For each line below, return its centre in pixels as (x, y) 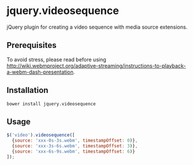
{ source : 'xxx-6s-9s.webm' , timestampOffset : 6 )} (73, 152)
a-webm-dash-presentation (40, 72)
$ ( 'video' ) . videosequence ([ (41, 135)
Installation (27, 90)
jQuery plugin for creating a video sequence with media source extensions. (97, 27)
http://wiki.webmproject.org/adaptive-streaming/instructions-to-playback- (96, 66)
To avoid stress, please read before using (57, 59)
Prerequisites (32, 45)
